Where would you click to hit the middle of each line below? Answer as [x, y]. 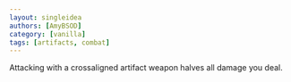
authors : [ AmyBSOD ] [46, 26]
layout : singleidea [46, 17]
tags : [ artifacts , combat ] [60, 42]
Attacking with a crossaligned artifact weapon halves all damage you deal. [146, 68]
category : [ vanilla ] [48, 34]
